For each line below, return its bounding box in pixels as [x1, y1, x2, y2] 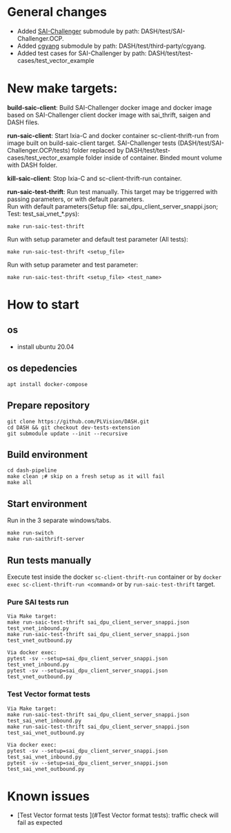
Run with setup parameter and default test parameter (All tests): [7, 235, 188, 243]
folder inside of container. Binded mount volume [85, 153, 223, 162]
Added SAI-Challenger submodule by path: [17, 27, 140, 35]
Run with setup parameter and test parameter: [7, 260, 139, 269]
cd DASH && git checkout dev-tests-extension [7, 424, 140, 431]
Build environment [7, 448, 88, 460]
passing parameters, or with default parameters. [7, 195, 145, 203]
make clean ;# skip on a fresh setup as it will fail [7, 473, 165, 480]
